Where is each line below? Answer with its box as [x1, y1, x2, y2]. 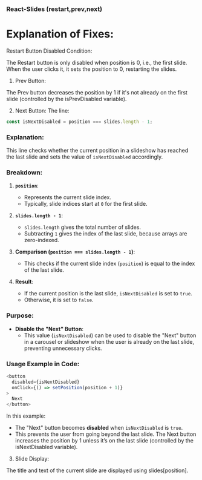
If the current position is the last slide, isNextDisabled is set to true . [24, 290, 192, 297]
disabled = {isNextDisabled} [11, 379, 80, 385]
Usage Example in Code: [6, 360, 80, 368]
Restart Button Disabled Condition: [6, 47, 93, 54]
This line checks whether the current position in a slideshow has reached [6, 147, 189, 154]
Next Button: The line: [15, 107, 70, 114]
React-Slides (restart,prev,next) [6, 5, 103, 13]
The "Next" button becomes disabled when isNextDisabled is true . [15, 424, 183, 432]
